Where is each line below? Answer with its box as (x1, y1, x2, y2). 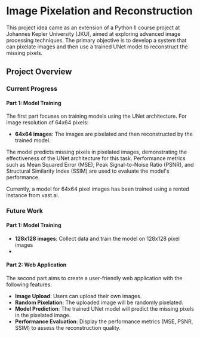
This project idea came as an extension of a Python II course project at (6, 24, 180, 31)
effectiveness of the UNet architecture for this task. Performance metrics (6, 155, 186, 162)
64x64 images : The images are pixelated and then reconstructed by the (14, 130, 193, 138)
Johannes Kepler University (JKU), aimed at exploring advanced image (6, 30, 181, 37)
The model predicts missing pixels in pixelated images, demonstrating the (6, 148, 187, 156)
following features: (6, 281, 53, 288)
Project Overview (6, 67, 72, 77)
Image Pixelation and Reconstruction (6, 4, 193, 18)
